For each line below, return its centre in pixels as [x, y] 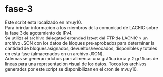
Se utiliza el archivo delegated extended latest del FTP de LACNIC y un [77, 38]
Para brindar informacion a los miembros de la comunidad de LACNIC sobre [81, 27]
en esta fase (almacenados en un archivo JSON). [55, 53]
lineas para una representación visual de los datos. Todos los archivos [76, 64]
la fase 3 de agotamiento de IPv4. [39, 33]
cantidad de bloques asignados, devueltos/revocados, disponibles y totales [81, 48]
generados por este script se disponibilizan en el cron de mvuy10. [71, 69]
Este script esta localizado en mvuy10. [44, 22]
